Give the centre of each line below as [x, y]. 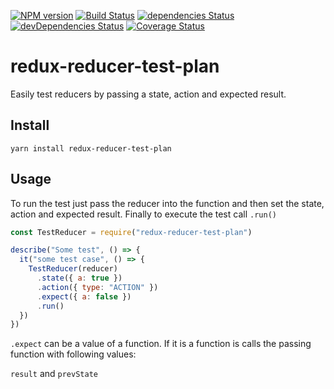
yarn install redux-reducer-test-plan [91, 148]
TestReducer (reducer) [73, 269]
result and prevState [54, 374]
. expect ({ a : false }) [84, 296]
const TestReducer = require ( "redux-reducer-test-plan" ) [131, 232]
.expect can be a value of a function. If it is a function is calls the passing [161, 344]
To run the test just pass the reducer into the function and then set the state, [167, 203]
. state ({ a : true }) [79, 278]
